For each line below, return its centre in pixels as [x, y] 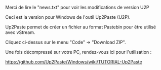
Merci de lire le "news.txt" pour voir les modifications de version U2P [77, 7]
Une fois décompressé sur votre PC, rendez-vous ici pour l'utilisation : [78, 52]
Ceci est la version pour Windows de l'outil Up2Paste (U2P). [68, 17]
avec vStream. [20, 32]
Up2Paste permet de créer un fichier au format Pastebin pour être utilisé [81, 27]
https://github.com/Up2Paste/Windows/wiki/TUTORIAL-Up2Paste [74, 62]
